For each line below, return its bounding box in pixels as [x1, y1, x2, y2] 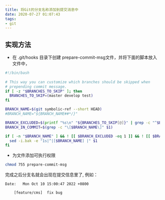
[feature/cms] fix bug [14, 190, 63, 195]
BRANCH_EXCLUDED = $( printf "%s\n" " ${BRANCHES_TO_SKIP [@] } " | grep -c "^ [5, 120, 157, 125]
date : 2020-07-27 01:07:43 [5, 12, 60, 17]
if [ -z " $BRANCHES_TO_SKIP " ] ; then [5, 89, 82, 94]
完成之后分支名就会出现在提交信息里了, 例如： [5, 172, 98, 178]
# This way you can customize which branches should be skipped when [5, 79, 151, 84]
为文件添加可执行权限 [12, 152, 55, 158]
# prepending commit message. [5, 84, 67, 89]
